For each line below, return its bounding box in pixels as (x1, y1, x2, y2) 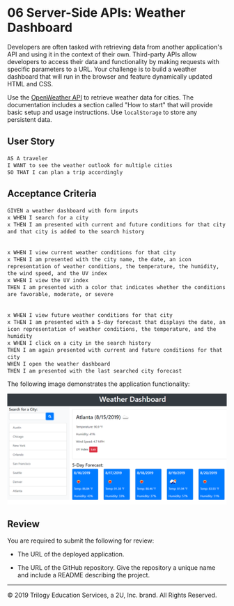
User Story (7, 136, 55, 148)
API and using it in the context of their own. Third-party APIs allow (7, 50, 197, 59)
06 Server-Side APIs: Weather (7, 5, 186, 21)
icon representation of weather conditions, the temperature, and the (7, 325, 217, 332)
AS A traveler (7, 155, 49, 162)
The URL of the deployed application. (17, 550, 125, 559)
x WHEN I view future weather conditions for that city (7, 311, 173, 318)
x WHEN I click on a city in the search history (7, 339, 151, 346)
